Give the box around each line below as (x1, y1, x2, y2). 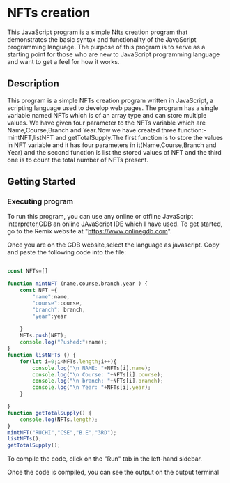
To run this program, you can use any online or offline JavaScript (7, 213, 194, 221)
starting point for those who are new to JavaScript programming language (7, 50, 220, 59)
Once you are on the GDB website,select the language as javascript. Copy (7, 240, 220, 249)
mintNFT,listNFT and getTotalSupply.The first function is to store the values (7, 133, 224, 141)
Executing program (7, 197, 74, 206)
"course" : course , (32, 300, 82, 307)
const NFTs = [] (7, 268, 49, 275)
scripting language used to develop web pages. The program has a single (7, 103, 219, 112)
